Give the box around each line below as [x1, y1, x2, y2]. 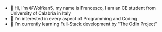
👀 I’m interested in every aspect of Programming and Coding [10, 16, 138, 21]
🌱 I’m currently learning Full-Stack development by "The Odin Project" [10, 21, 157, 27]
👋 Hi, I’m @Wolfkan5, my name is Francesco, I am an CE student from [10, 5, 156, 11]
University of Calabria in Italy [10, 10, 71, 16]
